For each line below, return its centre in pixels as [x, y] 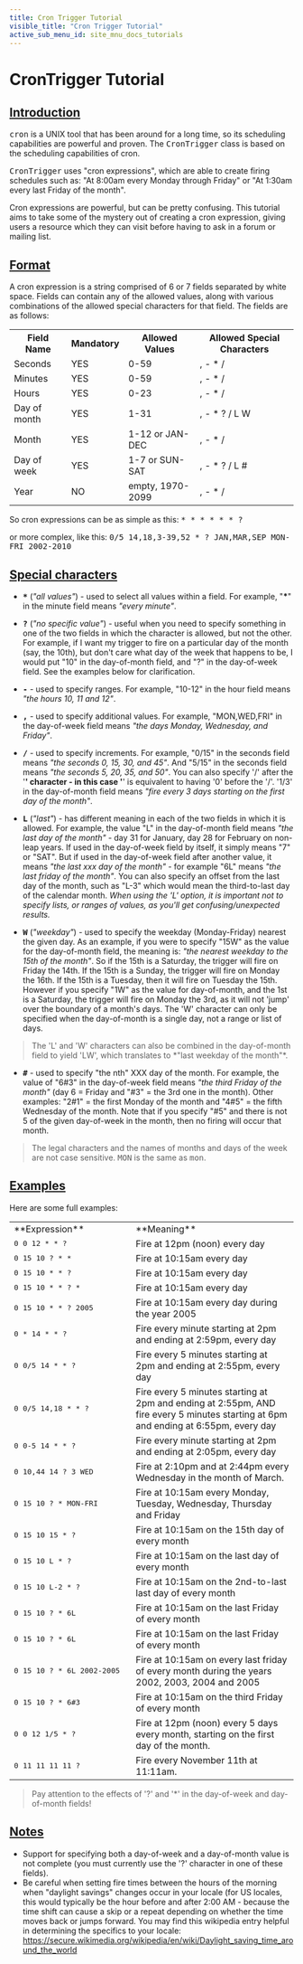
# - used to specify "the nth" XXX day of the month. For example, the [151, 1073]
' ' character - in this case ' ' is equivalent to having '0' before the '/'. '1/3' [157, 782]
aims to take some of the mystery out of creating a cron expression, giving [147, 217]
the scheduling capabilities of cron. [75, 154]
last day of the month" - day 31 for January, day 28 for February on [147, 838]
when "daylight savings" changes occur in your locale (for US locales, [152, 1892]
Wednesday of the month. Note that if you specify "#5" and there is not [155, 1111]
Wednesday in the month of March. [210, 1478]
